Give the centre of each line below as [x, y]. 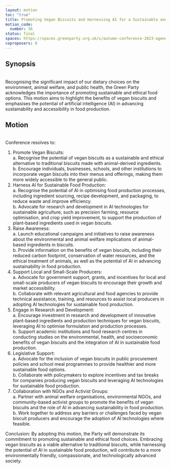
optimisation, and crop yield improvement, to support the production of [87, 218]
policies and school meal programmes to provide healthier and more [84, 364]
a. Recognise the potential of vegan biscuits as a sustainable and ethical [88, 158]
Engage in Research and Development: [53, 310]
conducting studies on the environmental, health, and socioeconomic [85, 337]
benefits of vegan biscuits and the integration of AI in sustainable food [86, 342]
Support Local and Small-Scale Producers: [57, 272]
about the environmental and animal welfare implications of [75, 239]
